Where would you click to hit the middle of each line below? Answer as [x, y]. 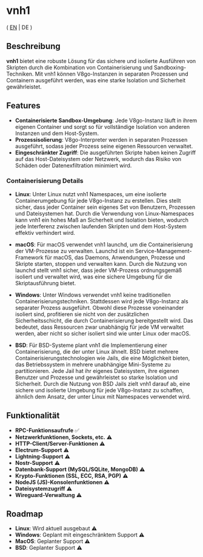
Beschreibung [33, 46]
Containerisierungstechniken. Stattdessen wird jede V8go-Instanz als [102, 301]
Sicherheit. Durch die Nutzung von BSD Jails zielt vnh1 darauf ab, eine [102, 384]
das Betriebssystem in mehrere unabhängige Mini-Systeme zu [93, 364]
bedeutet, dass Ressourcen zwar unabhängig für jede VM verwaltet [99, 327]
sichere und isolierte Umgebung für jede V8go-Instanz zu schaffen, [99, 390]
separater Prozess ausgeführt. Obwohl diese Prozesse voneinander [99, 308]
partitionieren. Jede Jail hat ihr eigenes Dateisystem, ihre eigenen [97, 371]
